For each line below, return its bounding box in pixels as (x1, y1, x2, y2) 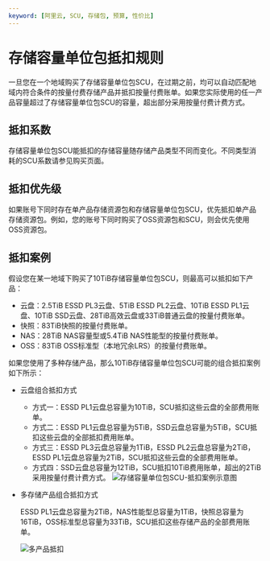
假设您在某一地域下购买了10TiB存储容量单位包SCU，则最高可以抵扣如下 (8, 274, 247, 283)
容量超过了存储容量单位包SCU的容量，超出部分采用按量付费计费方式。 (15, 97, 250, 107)
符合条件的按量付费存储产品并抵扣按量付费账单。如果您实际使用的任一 (22, 87, 255, 97)
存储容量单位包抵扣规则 (8, 49, 164, 67)
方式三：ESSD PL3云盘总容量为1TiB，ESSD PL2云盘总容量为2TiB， (31, 443, 255, 452)
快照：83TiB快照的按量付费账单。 (19, 321, 132, 330)
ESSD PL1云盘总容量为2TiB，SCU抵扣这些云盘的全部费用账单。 (31, 452, 243, 462)
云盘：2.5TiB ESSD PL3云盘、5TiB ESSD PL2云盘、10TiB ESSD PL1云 (19, 301, 250, 310)
